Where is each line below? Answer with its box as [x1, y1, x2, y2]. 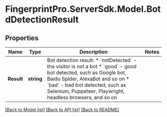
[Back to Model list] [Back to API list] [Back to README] [5, 107, 119, 113]
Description [79, 49, 108, 55]
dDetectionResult [5, 14, 79, 25]
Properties [5, 34, 39, 42]
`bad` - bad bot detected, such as [47, 82, 126, 88]
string [28, 75, 43, 82]
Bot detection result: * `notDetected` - [47, 57, 137, 63]
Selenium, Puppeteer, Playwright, [47, 88, 125, 95]
